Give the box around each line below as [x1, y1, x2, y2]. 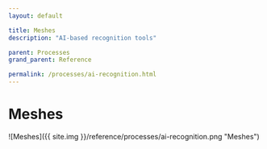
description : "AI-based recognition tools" [8, 34, 157, 42]
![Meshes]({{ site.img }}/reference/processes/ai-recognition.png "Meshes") [8, 131, 260, 141]
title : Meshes [8, 26, 56, 35]
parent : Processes [8, 48, 70, 56]
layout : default [8, 11, 63, 20]
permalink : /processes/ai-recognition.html [8, 70, 157, 79]
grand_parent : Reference [8, 56, 92, 64]
